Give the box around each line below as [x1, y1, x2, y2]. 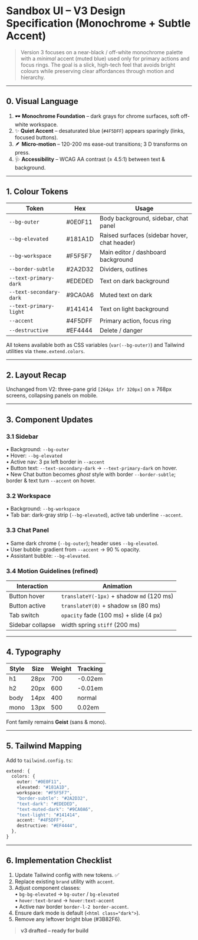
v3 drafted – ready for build [20, 927, 89, 934]
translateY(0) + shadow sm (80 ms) [61, 602, 161, 610]
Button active [9, 602, 46, 610]
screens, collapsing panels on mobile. [6, 392, 98, 399]
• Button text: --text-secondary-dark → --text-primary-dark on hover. [6, 465, 178, 472]
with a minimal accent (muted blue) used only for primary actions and [20, 55, 190, 62]
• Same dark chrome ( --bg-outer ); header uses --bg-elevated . [6, 540, 159, 547]
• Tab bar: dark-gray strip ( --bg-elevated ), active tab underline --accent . [6, 511, 183, 518]
